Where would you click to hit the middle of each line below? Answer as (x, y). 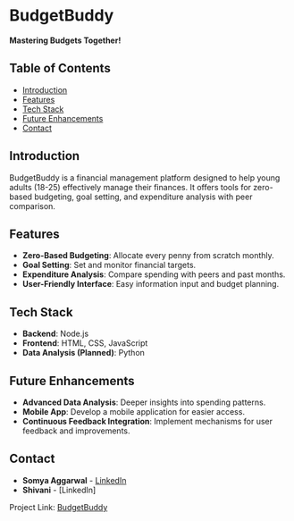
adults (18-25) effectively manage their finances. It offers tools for (130, 187)
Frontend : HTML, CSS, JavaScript (85, 343)
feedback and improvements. (76, 431)
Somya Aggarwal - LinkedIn (74, 480)
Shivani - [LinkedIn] (59, 490)
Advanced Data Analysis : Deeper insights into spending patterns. (144, 402)
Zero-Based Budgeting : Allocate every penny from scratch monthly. (148, 256)
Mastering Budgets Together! (65, 40)
